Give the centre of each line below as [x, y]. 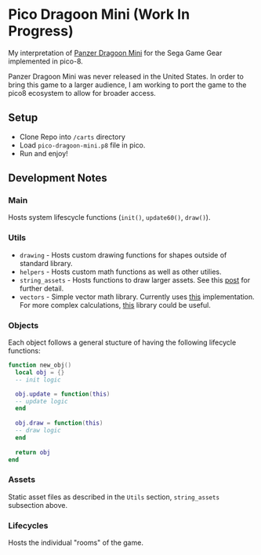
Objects [24, 325]
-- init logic [38, 380]
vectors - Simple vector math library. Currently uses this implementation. [137, 297]
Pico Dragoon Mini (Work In [99, 15]
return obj [33, 452]
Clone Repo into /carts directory [72, 137]
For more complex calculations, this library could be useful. [115, 305]
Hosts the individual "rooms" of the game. [76, 542]
